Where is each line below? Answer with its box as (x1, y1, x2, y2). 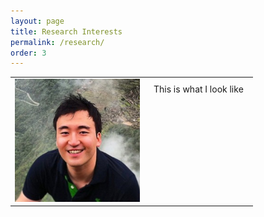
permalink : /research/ (10, 37, 105, 47)
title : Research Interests (10, 26, 123, 37)
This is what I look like (153, 83, 244, 95)
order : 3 (10, 48, 47, 58)
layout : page (10, 16, 65, 26)
